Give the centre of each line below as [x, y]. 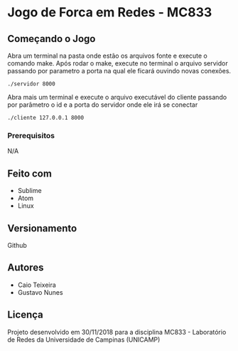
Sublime [29, 191]
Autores [26, 268]
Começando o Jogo [52, 39]
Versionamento [42, 228]
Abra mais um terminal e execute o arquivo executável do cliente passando [117, 97]
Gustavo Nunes [40, 292]
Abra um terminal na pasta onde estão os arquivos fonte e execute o [108, 56]
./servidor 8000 [31, 84]
